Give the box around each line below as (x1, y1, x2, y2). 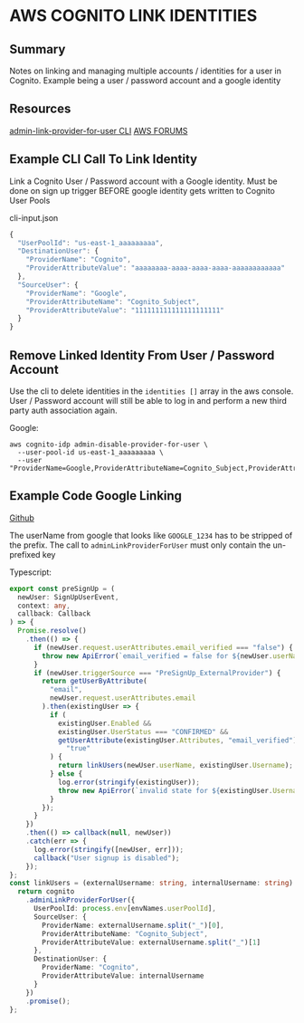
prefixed (9, 549, 41, 559)
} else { (49, 770, 83, 779)
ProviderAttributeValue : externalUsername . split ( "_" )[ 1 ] (42, 938, 261, 947)
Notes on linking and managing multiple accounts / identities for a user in (9, 65, 282, 76)
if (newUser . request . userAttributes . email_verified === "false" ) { (33, 643, 294, 652)
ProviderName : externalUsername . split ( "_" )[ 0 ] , (42, 921, 224, 930)
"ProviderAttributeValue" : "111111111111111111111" (25, 305, 224, 315)
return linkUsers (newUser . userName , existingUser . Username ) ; (57, 761, 294, 770)
